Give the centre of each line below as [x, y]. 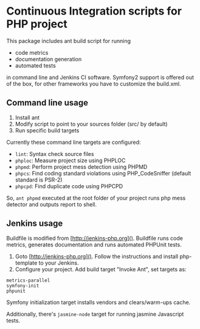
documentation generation [48, 59]
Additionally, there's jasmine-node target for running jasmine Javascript [95, 314]
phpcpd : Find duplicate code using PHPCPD [69, 186]
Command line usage [47, 103]
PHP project [37, 24]
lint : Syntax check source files [54, 154]
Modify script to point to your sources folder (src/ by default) [91, 124]
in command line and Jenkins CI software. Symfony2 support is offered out [100, 77]
